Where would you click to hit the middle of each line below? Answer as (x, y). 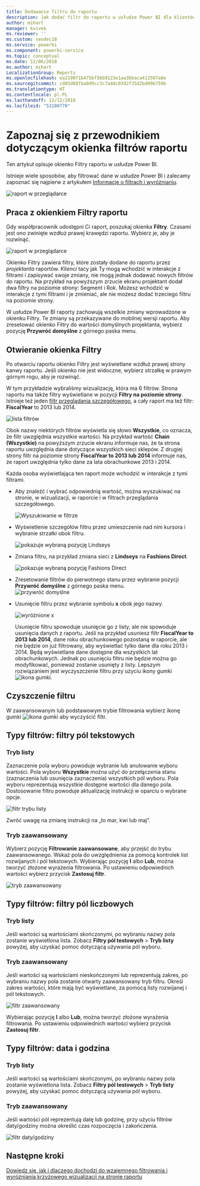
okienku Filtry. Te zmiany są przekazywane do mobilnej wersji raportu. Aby (98, 319)
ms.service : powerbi (32, 45)
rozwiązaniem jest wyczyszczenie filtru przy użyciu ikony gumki (93, 671)
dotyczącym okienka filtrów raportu (97, 148)
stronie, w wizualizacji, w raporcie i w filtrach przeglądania (87, 498)
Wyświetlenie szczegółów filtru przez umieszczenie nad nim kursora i (100, 527)
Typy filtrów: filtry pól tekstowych (71, 736)
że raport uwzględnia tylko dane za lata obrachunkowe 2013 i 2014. (89, 462)
